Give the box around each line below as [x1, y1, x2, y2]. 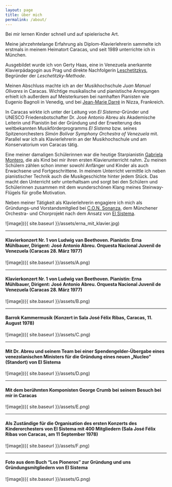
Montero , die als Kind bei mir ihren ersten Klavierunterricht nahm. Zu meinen [5, 157, 166, 163]
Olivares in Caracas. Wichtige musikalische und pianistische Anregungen [5, 88, 160, 94]
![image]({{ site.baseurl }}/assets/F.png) [5, 442, 90, 449]
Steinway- [142, 184, 164, 190]
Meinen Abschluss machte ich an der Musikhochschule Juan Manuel [5, 83, 151, 89]
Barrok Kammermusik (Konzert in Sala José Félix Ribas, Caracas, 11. [5, 315, 153, 321]
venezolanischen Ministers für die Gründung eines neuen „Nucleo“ [5, 353, 151, 359]
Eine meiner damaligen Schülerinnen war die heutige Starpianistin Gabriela [5, 152, 163, 158]
